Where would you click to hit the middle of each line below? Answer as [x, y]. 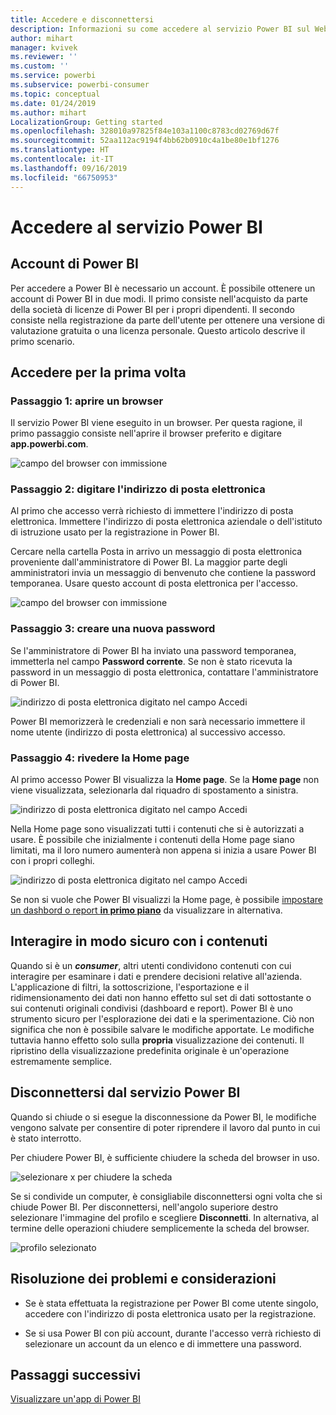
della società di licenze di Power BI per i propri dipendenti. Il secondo [152, 309]
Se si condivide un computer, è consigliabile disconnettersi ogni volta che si [166, 1196]
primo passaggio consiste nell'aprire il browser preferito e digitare [146, 433]
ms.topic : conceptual [55, 94]
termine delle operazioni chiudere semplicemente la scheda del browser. [160, 1228]
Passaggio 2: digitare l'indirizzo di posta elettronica [138, 489]
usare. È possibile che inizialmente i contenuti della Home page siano [152, 840]
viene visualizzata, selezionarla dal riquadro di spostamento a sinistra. [154, 790]
